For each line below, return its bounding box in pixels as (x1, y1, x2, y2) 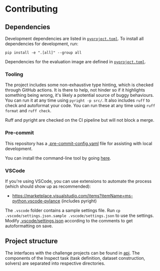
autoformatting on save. (5, 223, 53, 229)
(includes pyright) (61, 198, 97, 204)
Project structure (5, 237, 58, 245)
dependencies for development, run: (5, 41, 79, 47)
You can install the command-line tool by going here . (5, 155, 111, 161)
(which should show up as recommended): (5, 183, 91, 189)
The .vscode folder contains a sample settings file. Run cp (5, 207, 120, 213)
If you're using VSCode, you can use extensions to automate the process (5, 178, 152, 184)
